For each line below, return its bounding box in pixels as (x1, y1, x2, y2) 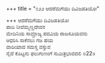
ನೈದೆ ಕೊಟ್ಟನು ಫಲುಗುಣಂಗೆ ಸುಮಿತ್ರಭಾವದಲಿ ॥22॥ (6, 50, 96, 57)
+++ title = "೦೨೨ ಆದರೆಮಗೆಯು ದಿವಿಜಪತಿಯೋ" (6, 5, 100, 12)
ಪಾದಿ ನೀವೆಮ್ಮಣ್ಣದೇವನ (6, 24, 45, 30)
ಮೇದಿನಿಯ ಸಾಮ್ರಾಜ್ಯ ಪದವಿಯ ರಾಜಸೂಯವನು (6, 30, 88, 37)
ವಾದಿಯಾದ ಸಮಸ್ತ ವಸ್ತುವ (6, 44, 51, 50)
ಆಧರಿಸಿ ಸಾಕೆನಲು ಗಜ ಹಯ (6, 37, 54, 44)
